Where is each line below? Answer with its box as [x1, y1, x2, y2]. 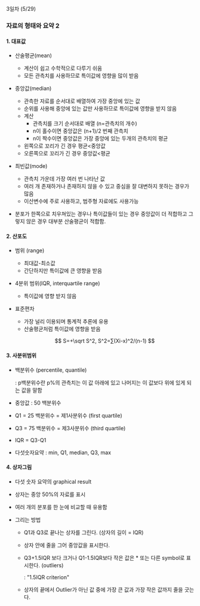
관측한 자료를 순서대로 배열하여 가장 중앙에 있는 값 [23, 97, 140, 105]
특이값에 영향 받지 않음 [23, 292, 77, 300]
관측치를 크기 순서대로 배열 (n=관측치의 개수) [32, 120, 137, 127]
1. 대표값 [6, 38, 26, 45]
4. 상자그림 [6, 464, 32, 471]
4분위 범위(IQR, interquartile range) [14, 280, 100, 287]
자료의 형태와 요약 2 [6, 22, 60, 30]
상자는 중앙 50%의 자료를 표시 [14, 491, 86, 498]
